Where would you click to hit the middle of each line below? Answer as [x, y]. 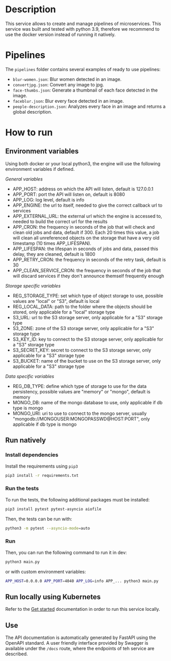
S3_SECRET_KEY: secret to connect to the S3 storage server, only [82, 350]
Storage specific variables [33, 285]
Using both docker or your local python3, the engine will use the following [83, 163]
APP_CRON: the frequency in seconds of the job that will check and [83, 227]
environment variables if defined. [40, 169]
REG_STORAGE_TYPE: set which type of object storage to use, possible [88, 296]
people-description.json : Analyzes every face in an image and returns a [89, 106]
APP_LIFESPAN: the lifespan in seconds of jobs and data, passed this [85, 249]
